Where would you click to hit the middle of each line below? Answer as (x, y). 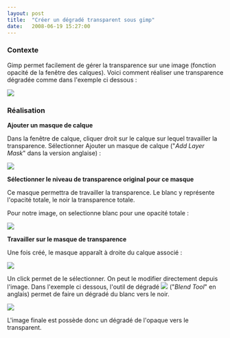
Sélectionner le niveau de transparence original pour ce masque (101, 179)
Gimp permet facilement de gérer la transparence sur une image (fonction (112, 65)
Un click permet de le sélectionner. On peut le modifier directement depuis (113, 278)
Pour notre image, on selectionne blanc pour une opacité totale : (98, 213)
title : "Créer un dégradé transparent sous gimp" (81, 20)
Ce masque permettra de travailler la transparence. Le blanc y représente (111, 192)
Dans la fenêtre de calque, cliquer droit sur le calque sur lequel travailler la (112, 138)
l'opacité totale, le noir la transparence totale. (71, 200)
